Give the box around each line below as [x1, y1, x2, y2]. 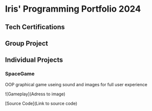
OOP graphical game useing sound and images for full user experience [5, 81, 148, 87]
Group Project [5, 39, 48, 47]
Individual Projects [5, 56, 63, 64]
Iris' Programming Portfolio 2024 [5, 3, 141, 15]
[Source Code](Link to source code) [5, 100, 77, 106]
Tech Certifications [5, 23, 65, 31]
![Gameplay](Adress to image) [5, 91, 66, 97]
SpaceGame [5, 71, 35, 77]
